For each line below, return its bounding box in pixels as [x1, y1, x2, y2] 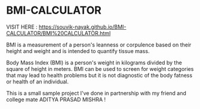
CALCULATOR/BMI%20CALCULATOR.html [6, 29, 111, 36]
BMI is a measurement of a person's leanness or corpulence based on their [6, 41, 192, 48]
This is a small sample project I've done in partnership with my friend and [6, 89, 187, 96]
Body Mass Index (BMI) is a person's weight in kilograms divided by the [6, 59, 182, 66]
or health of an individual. [6, 78, 69, 85]
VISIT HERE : [6, 23, 38, 30]
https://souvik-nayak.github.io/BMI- [38, 23, 127, 30]
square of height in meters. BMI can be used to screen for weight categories [6, 65, 194, 72]
